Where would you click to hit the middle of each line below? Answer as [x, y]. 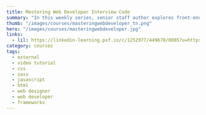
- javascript [29, 80]
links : [15, 35]
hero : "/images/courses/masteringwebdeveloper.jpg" [74, 29]
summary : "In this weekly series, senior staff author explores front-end [104, 18]
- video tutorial [34, 63]
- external [26, 57]
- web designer [31, 91]
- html [20, 86]
